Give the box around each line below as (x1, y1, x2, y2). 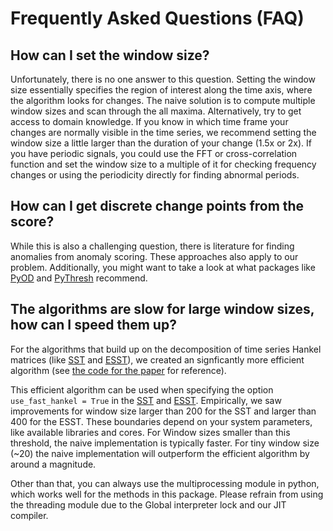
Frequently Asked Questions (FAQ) (10, 7, 305, 30)
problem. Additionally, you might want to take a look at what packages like (10, 261, 316, 273)
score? (10, 213, 55, 231)
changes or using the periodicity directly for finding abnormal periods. (10, 169, 300, 181)
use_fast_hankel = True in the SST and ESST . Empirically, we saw (10, 394, 282, 406)
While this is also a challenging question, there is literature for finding (10, 240, 295, 252)
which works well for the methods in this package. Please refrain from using (10, 488, 324, 500)
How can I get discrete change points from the (10, 198, 305, 215)
